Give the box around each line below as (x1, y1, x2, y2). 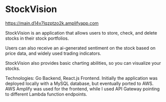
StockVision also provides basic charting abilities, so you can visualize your (5, 60, 161, 66)
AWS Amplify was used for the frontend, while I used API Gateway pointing (5, 85, 160, 91)
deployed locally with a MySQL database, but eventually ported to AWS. (5, 80, 154, 86)
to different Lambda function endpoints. (5, 91, 88, 97)
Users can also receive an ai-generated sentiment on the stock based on (5, 45, 156, 51)
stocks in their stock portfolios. (5, 35, 69, 41)
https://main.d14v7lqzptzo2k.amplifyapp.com (5, 20, 99, 26)
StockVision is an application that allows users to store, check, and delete (5, 30, 157, 36)
